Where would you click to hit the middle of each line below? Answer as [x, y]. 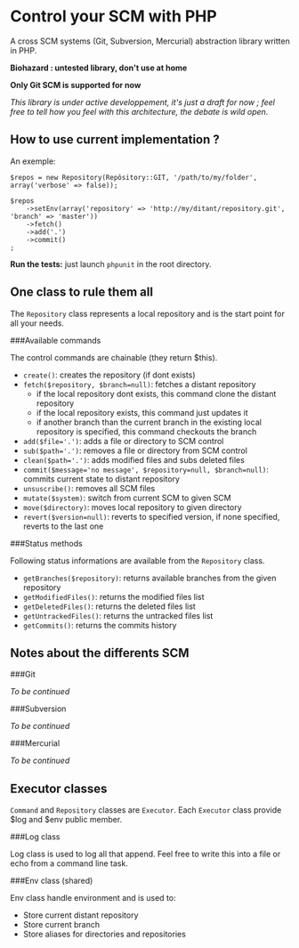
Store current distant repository [81, 915]
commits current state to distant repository [101, 479]
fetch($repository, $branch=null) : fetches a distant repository [139, 384]
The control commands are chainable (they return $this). [114, 357]
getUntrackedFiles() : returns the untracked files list [118, 615]
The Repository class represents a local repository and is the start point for [148, 313]
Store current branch [61, 925]
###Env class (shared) [52, 881]
